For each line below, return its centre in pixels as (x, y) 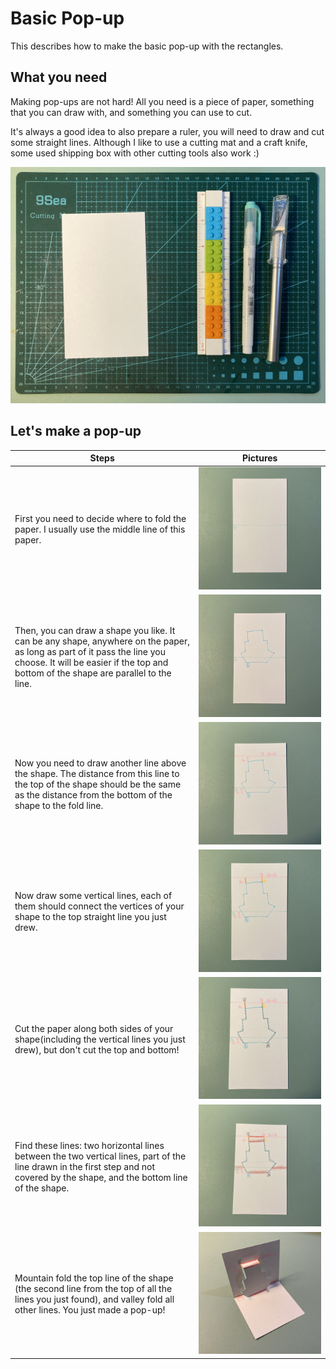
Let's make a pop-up (76, 431)
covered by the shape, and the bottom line (101, 1177)
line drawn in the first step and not (84, 1166)
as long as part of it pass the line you (90, 651)
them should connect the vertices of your (99, 906)
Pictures (259, 458)
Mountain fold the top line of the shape (94, 1278)
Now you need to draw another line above (100, 763)
